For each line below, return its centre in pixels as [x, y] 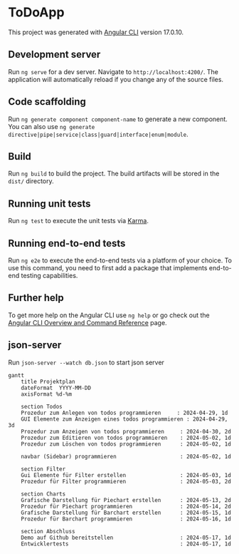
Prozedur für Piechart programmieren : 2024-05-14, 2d [126, 506]
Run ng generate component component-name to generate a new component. [118, 119]
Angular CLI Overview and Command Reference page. [87, 322]
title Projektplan [48, 381]
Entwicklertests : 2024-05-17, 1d [126, 544]
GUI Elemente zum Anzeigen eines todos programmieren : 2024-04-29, [124, 419]
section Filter [43, 469]
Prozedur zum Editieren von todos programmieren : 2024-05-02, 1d [126, 438]
